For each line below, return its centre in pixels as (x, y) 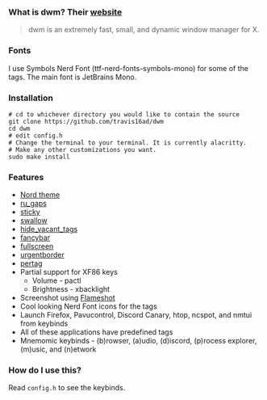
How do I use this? (45, 370)
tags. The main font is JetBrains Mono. (73, 77)
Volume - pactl (56, 280)
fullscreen (37, 246)
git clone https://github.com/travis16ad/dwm (86, 121)
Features (26, 177)
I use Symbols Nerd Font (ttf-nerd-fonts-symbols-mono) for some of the (128, 68)
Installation (31, 98)
